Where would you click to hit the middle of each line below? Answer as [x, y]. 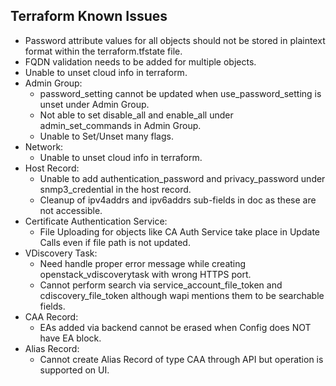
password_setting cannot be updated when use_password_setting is [180, 93]
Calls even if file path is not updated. [115, 242]
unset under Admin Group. [94, 104]
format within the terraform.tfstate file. [103, 51]
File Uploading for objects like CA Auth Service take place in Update [179, 231]
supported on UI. [74, 370]
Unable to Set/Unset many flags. [106, 136]
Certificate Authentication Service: [96, 221]
